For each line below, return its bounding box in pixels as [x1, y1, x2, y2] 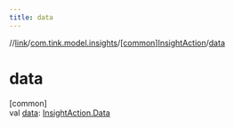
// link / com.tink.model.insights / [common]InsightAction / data [9, 37, 225, 48]
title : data [9, 12, 53, 22]
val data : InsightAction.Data [9, 107, 110, 118]
